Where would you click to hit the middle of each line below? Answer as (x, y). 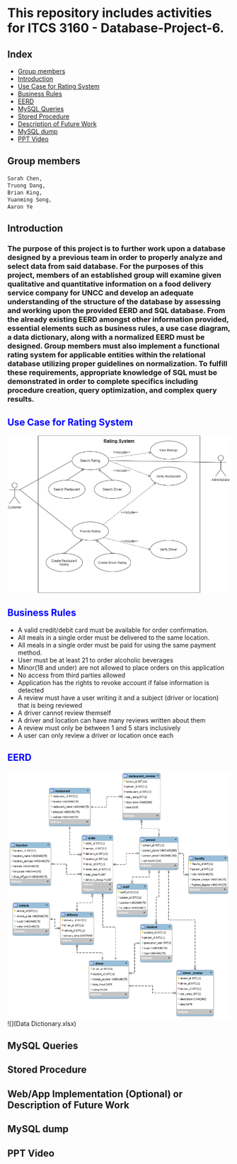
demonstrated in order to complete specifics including (103, 382)
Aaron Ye (20, 207)
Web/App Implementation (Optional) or (95, 1094)
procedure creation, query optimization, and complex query (112, 390)
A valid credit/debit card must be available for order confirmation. (113, 630)
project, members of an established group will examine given (114, 276)
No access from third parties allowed (71, 675)
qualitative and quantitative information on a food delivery (109, 284)
